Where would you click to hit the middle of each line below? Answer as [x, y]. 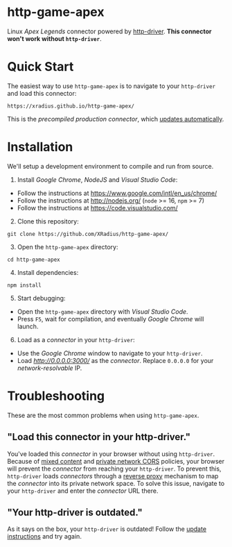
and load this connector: [42, 93]
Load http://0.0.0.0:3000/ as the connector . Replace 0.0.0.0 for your [115, 360]
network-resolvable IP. [50, 368]
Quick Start [41, 67]
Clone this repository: [48, 221]
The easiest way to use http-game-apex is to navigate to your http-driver [111, 86]
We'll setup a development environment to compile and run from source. [110, 166]
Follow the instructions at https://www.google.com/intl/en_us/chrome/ [117, 193]
